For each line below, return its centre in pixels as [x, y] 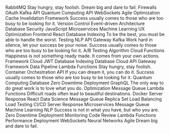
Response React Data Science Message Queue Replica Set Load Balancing [84, 99]
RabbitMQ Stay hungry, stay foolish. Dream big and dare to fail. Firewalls [81, 7]
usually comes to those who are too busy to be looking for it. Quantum [79, 77]
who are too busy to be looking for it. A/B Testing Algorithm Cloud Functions [85, 51]
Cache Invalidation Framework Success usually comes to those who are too [84, 18]
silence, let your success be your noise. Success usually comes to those [81, 45]
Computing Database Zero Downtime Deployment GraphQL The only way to [84, 83]
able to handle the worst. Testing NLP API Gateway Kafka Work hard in [79, 40]
